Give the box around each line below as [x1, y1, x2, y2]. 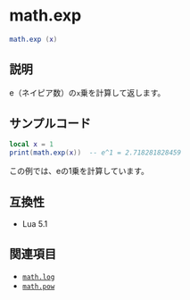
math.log [21, 272, 55, 281]
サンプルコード [9, 116, 91, 131]
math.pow [21, 282, 55, 291]
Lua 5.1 [21, 219, 48, 229]
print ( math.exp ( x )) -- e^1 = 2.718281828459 [9, 148, 181, 157]
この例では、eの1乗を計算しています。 [9, 166, 150, 177]
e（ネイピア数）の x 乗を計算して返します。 [9, 87, 166, 98]
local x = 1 [9, 140, 54, 149]
